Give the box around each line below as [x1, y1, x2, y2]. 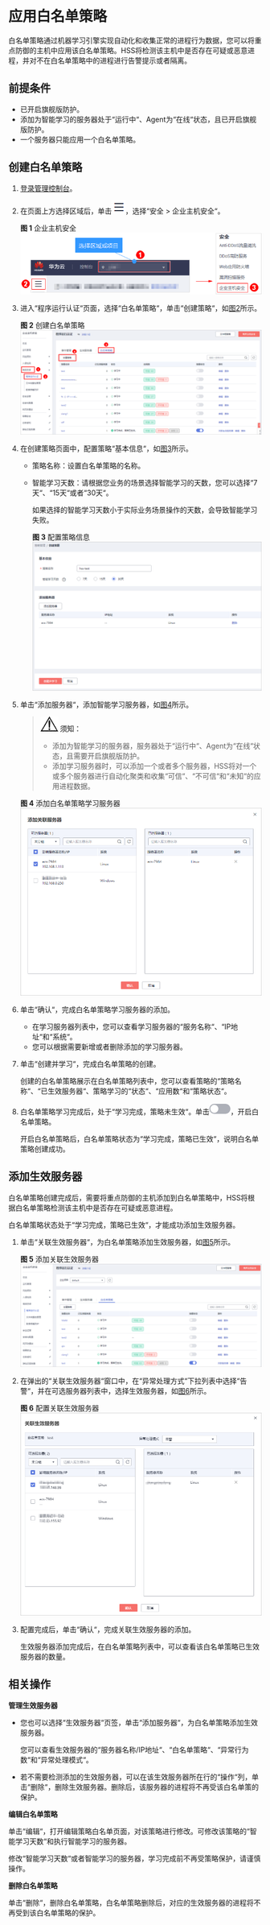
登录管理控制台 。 [19, 183, 77, 193]
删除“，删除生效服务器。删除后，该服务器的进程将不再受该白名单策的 [30, 1782, 260, 1791]
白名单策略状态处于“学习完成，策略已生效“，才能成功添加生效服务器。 [8, 1220, 240, 1229]
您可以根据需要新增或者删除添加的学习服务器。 [31, 1042, 187, 1051]
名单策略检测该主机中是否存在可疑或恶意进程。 [22, 1203, 178, 1212]
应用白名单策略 [8, 7, 108, 26]
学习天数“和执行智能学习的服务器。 [14, 1836, 132, 1846]
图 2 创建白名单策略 [19, 320, 85, 330]
